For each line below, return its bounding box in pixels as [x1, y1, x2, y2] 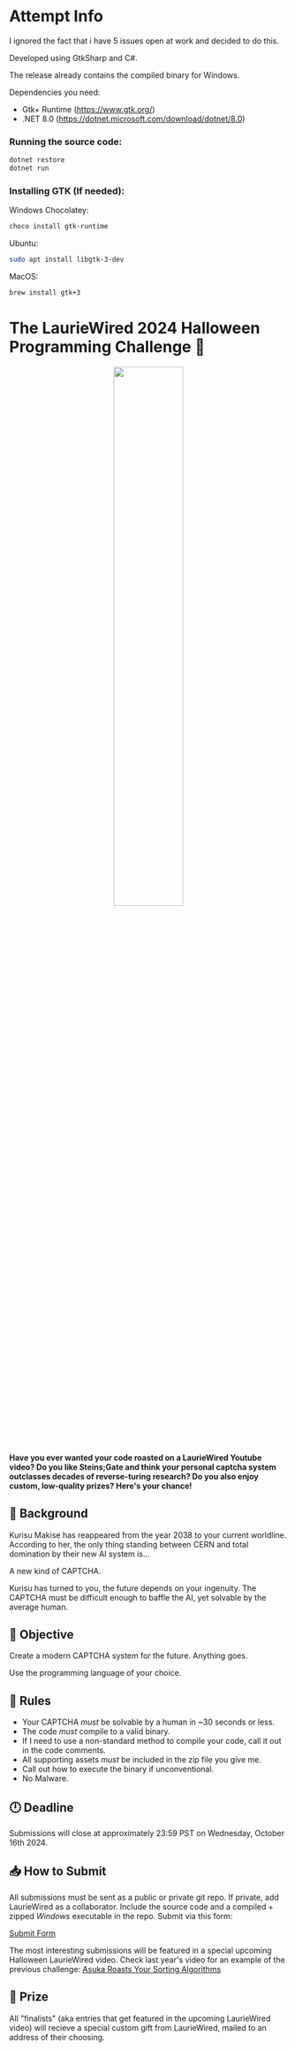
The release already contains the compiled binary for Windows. [9, 69, 240, 81]
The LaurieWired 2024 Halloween [9, 319, 261, 338]
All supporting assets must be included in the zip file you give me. [21, 1755, 262, 1765]
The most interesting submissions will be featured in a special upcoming [9, 1945, 272, 1955]
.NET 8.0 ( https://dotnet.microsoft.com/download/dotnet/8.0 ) [21, 113, 246, 124]
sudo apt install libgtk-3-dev [9, 255, 125, 265]
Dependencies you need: [9, 87, 101, 97]
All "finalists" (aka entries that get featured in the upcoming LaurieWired [9, 2013, 271, 2024]
